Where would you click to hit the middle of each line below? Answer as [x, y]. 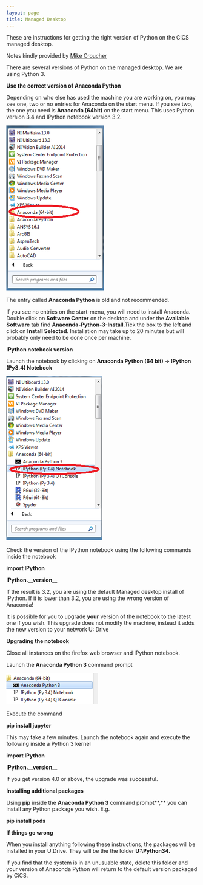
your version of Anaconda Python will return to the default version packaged [102, 869]
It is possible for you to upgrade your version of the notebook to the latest [98, 616]
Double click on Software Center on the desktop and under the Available [98, 318]
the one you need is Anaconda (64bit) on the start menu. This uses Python [100, 110]
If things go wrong [30, 832]
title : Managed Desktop [36, 19]
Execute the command [34, 714]
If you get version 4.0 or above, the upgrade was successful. [82, 779]
